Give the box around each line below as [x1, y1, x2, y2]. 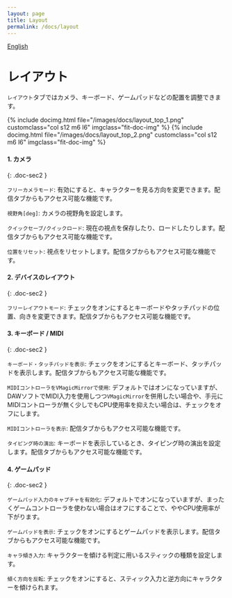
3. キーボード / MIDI [7, 329, 64, 338]
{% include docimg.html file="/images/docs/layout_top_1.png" [7, 116, 184, 124]
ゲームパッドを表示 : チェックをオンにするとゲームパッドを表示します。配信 [7, 528, 215, 536]
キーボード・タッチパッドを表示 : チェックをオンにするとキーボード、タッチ [7, 360, 210, 368]
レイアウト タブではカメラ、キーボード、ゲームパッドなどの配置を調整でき [7, 93, 215, 102]
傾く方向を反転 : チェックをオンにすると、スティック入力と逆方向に [7, 574, 192, 583]
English [7, 43, 28, 51]
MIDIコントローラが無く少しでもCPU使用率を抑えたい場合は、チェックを [7, 400, 216, 408]
